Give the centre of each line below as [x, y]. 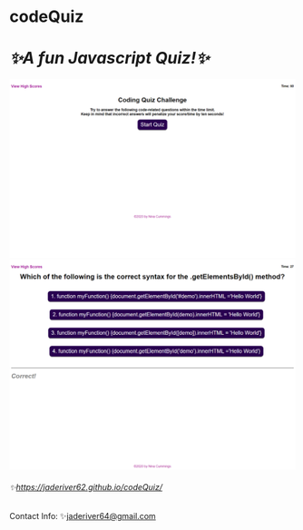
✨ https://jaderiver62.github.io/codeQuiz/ [86, 487]
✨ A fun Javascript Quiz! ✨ [110, 59]
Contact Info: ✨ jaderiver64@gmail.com [83, 515]
